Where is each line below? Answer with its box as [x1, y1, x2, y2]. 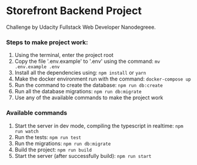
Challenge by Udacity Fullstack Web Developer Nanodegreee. [6, 23, 156, 31]
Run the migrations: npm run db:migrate [14, 140, 111, 147]
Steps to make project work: [6, 38, 88, 46]
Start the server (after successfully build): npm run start [14, 152, 152, 159]
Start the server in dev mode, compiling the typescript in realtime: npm [14, 122, 183, 129]
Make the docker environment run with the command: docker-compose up [14, 75, 191, 83]
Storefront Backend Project [6, 4, 142, 18]
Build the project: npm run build [14, 146, 92, 153]
